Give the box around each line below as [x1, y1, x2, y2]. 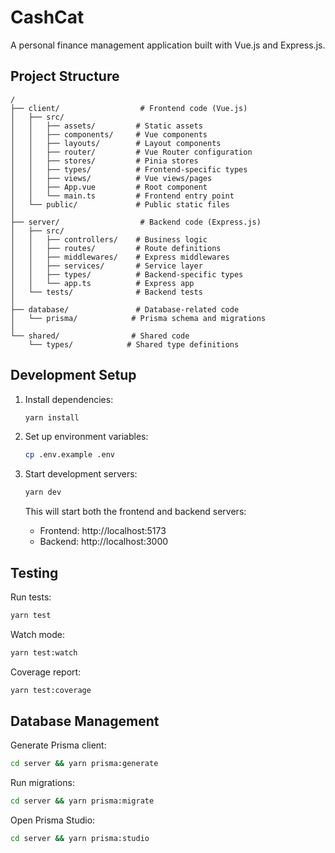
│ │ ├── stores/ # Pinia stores [10, 156, 199, 166]
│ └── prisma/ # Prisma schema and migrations [10, 313, 267, 323]
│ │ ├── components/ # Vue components [10, 129, 208, 140]
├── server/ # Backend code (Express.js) [10, 217, 262, 227]
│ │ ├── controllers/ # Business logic [10, 234, 208, 245]
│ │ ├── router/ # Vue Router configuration [10, 147, 253, 157]
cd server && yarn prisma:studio [10, 834, 150, 844]
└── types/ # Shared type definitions [28, 339, 240, 350]
